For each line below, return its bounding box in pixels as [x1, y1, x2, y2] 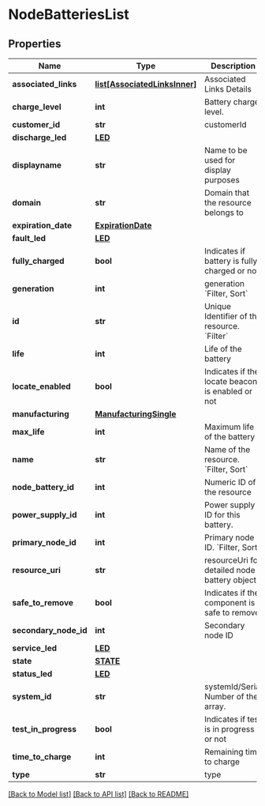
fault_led [12, 233, 46, 243]
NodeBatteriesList [8, 6, 130, 24]
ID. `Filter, [203, 542, 241, 552]
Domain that [203, 187, 250, 198]
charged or [203, 266, 246, 276]
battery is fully [203, 255, 258, 266]
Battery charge [203, 96, 260, 107]
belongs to [203, 207, 244, 218]
